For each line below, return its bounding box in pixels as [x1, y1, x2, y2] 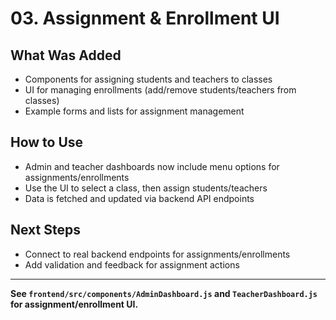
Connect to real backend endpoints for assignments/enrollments [24, 248, 291, 260]
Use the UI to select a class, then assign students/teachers [24, 182, 268, 194]
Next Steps [10, 222, 81, 239]
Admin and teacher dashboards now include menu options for [24, 160, 280, 172]
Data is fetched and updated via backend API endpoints [24, 192, 255, 204]
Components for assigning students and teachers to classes [24, 73, 273, 85]
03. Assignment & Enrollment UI [10, 7, 280, 30]
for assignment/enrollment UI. [10, 298, 139, 310]
